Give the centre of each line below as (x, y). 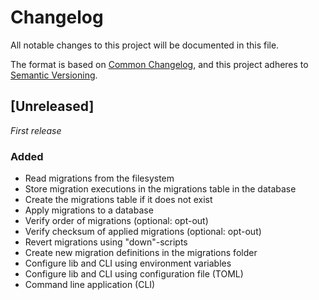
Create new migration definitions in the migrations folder (141, 253)
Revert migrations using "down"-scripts (106, 242)
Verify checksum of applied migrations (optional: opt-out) (143, 232)
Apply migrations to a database (89, 210)
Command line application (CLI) (90, 285)
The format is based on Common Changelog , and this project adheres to (159, 64)
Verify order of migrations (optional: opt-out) (116, 221)
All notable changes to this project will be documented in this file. (145, 45)
